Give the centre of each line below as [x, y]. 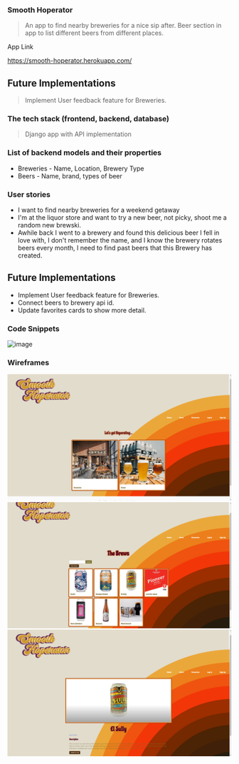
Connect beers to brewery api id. [66, 302]
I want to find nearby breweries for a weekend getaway [99, 210]
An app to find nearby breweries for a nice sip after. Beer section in [123, 26]
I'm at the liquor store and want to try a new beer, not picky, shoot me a [122, 218]
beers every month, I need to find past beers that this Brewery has [115, 248]
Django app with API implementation [78, 134]
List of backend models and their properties [85, 153]
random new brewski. [49, 225]
